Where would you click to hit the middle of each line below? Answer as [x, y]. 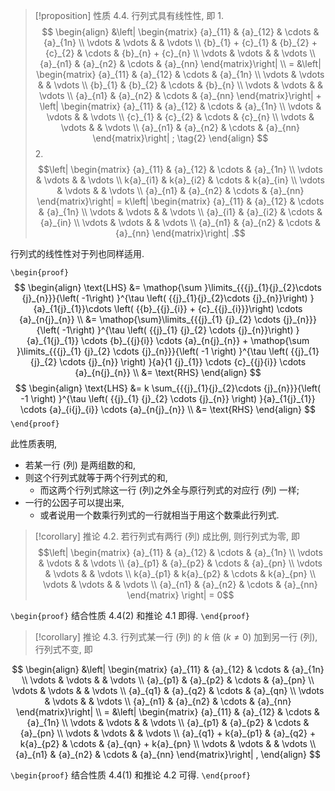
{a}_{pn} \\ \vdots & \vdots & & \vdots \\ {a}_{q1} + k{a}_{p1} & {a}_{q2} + [168, 733]
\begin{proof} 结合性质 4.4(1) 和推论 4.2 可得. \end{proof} [131, 775]
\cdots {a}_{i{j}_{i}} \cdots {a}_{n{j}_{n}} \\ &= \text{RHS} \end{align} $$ [168, 409]
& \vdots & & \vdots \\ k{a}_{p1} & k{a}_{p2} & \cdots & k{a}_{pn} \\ [180, 573]
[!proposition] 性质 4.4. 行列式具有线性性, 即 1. [129, 15]
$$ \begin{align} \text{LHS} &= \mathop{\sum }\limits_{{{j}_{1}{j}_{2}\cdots [168, 287]
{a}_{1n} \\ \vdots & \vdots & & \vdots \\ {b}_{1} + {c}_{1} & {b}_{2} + [180, 42]
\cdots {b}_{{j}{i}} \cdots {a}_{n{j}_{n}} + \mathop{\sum [195, 340]
